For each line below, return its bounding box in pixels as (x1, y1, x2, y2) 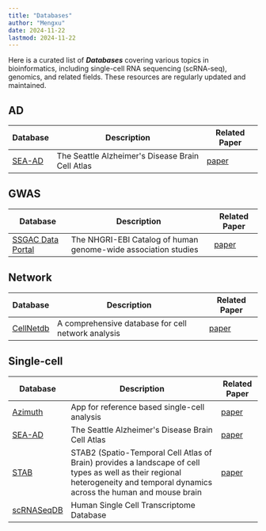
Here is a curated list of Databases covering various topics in (8, 55, 209, 65)
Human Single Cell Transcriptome (70, 499, 196, 510)
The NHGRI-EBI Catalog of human (70, 234, 199, 245)
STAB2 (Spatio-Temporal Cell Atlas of (70, 447, 212, 458)
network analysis (56, 327, 120, 338)
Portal (12, 243, 35, 254)
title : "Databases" (8, 11, 73, 20)
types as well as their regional (70, 467, 182, 478)
